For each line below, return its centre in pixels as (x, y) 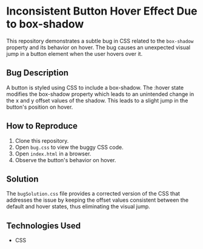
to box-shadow (45, 24)
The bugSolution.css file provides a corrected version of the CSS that (93, 194)
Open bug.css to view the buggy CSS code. (69, 147)
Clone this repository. (42, 140)
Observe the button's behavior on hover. (65, 160)
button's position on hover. (40, 107)
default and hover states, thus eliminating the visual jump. (78, 206)
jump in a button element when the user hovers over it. (75, 53)
